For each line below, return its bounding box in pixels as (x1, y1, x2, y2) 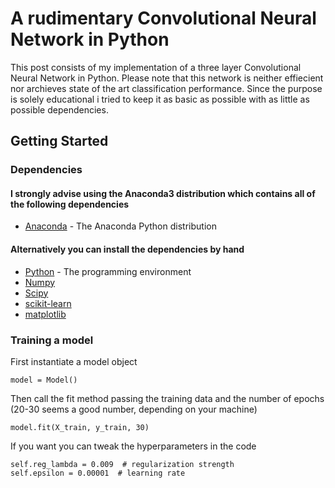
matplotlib (24, 308, 67, 320)
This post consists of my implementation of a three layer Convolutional (10, 61, 302, 73)
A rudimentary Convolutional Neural (10, 7, 317, 30)
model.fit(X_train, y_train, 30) (10, 422, 150, 432)
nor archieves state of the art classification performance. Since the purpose (10, 82, 323, 94)
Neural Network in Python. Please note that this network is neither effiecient (10, 72, 324, 84)
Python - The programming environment (24, 265, 192, 277)
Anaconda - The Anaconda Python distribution (24, 220, 217, 232)
